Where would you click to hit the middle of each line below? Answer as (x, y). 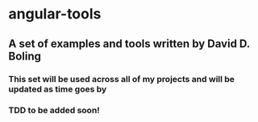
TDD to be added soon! (54, 111)
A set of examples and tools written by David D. (129, 44)
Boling (25, 56)
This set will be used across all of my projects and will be (122, 79)
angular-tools (55, 14)
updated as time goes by (58, 89)
